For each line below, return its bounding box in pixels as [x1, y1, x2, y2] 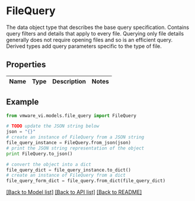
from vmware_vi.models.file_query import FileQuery [6, 112, 136, 119]
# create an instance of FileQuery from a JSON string [6, 134, 145, 140]
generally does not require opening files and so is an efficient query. [6, 36, 173, 43]
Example [6, 97, 39, 107]
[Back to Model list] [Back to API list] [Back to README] [6, 189, 142, 196]
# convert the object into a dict [6, 161, 92, 167]
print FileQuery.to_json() [6, 151, 73, 157]
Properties [6, 60, 46, 70]
